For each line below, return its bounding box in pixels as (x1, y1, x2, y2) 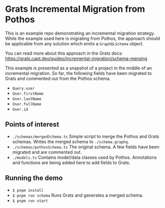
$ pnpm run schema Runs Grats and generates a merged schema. (12, 192, 144, 198)
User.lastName (12, 96, 41, 102)
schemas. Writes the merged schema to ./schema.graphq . (12, 139, 129, 144)
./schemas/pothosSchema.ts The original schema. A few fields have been (12, 144, 160, 150)
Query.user (12, 86, 35, 91)
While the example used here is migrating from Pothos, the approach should (5, 35, 160, 41)
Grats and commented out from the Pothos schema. (5, 75, 111, 81)
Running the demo (5, 174, 63, 182)
